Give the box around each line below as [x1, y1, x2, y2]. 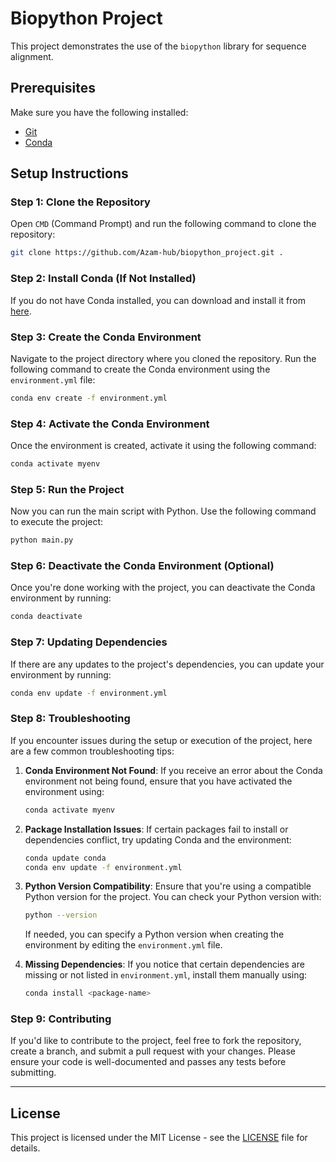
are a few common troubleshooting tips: [10, 745, 175, 757]
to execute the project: [10, 516, 104, 528]
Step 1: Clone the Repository [10, 195, 151, 209]
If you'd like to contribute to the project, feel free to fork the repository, [10, 1035, 302, 1047]
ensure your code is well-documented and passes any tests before [10, 1056, 287, 1068]
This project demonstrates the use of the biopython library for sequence [10, 40, 307, 52]
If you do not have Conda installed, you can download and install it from [10, 294, 306, 306]
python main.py [10, 535, 74, 546]
